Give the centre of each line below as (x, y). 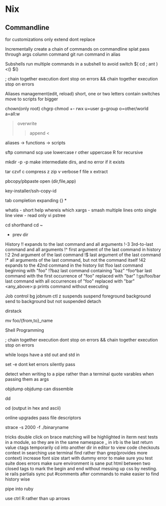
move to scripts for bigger (32, 99)
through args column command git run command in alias (63, 54)
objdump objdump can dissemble (39, 389)
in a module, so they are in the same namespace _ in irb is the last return (79, 442)
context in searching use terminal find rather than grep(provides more (76, 453)
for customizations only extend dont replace (50, 39)
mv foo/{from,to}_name (29, 321)
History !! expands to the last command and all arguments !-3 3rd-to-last (79, 244)
